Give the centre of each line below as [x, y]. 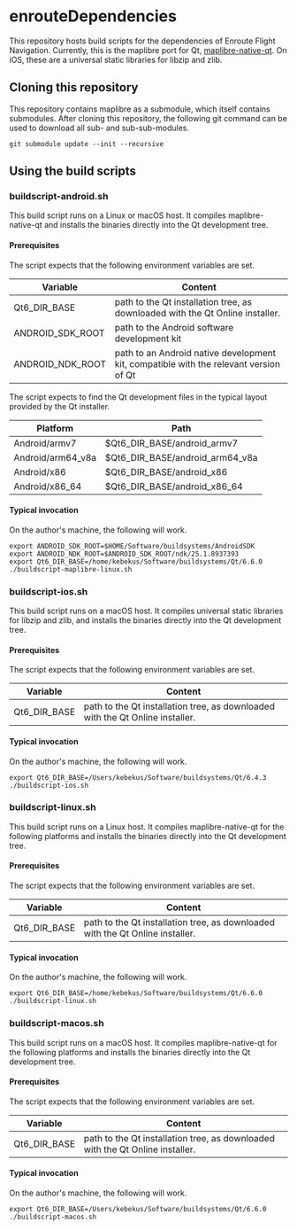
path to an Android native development [195, 353]
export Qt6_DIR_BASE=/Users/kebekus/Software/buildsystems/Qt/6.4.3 [138, 777]
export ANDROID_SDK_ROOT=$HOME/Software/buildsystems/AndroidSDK [132, 546]
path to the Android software [174, 327]
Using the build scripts [73, 171]
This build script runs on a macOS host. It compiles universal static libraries [146, 611]
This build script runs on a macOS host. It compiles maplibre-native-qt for [143, 1042]
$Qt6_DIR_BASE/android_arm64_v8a [181, 457]
